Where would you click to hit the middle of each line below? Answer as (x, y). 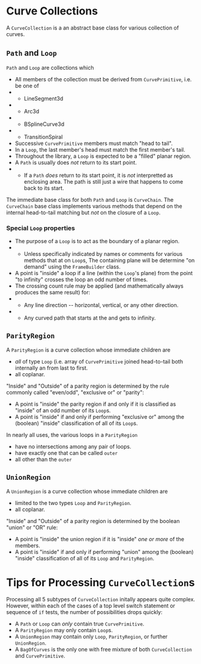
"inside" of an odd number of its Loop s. (63, 410)
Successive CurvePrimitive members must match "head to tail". (94, 143)
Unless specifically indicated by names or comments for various (103, 254)
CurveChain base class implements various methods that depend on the (94, 206)
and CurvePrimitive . (40, 656)
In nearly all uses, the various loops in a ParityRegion (72, 435)
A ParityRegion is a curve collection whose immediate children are (88, 350)
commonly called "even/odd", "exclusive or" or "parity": (75, 392)
